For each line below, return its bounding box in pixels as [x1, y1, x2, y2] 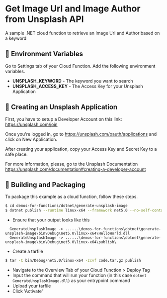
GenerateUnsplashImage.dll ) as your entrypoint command [12, 278, 130, 284]
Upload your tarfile [12, 283, 51, 289]
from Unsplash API [5, 13, 84, 25]
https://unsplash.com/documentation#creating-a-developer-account [5, 166, 146, 172]
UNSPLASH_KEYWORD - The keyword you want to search [12, 78, 133, 84]
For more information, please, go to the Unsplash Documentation [5, 161, 138, 167]
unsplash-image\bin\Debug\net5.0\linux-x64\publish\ [5, 240, 117, 245]
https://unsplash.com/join [5, 121, 58, 127]
